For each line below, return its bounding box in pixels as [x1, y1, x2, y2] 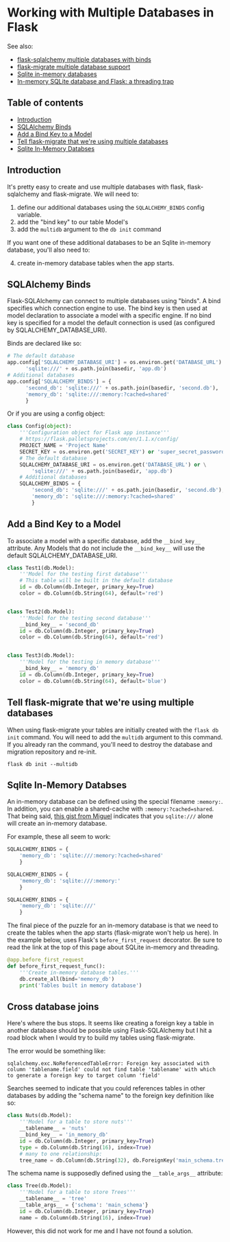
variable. [16, 211, 42, 219]
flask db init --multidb [7, 761, 78, 767]
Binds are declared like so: [7, 339, 82, 348]
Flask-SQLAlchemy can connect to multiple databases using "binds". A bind [7, 297, 221, 305]
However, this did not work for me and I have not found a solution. [7, 1226, 193, 1235]
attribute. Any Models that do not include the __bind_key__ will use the [7, 544, 205, 552]
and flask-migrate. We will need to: [40, 190, 139, 198]
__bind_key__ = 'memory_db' [19, 665, 99, 672]
